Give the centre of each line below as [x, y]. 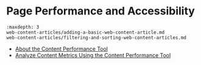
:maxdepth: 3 [23, 27]
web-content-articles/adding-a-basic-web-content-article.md [86, 32]
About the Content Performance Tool [62, 49]
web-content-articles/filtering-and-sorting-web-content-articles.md [97, 37]
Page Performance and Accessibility [100, 11]
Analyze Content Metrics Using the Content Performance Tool [93, 55]
